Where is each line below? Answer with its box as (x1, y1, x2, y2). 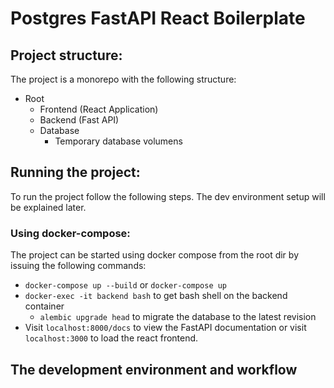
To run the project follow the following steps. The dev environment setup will (10, 190, 326, 202)
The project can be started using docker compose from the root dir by (10, 249, 299, 261)
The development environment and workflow (10, 361, 298, 378)
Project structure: (10, 47, 123, 64)
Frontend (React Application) (39, 103, 159, 115)
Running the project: (10, 164, 141, 181)
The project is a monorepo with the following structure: (10, 73, 237, 85)
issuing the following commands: (10, 260, 147, 272)
